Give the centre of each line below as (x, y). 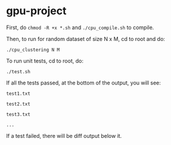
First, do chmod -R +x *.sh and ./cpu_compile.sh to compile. (80, 27)
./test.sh (18, 72)
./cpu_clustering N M (33, 50)
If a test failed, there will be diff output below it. (64, 135)
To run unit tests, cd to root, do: (45, 61)
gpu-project (36, 11)
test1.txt (18, 93)
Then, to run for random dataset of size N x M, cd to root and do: (86, 39)
